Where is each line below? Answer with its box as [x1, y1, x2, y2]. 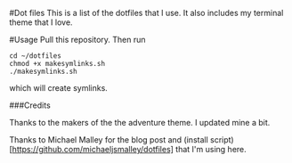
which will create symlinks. [9, 83, 109, 93]
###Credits [9, 100, 51, 110]
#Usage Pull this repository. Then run [9, 35, 146, 45]
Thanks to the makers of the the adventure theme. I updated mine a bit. [9, 118, 271, 127]
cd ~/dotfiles [9, 52, 62, 61]
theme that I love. [9, 17, 73, 28]
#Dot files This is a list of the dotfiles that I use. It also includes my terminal [9, 8, 284, 18]
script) [209, 134, 234, 145]
